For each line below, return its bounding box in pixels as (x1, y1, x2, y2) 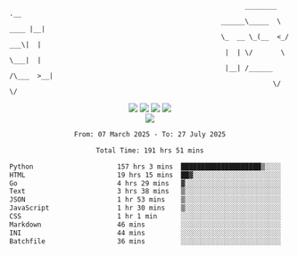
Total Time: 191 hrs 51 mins (95, 145, 204, 155)
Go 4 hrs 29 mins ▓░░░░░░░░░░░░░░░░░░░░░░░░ (9, 178, 281, 188)
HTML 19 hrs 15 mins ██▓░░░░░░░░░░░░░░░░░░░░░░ (9, 170, 281, 179)
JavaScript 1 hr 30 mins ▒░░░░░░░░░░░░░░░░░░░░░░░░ (9, 203, 281, 213)
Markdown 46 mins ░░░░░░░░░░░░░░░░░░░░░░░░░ (9, 220, 281, 229)
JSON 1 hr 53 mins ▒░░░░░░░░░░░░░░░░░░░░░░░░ (9, 195, 281, 204)
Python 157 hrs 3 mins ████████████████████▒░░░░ (9, 162, 281, 171)
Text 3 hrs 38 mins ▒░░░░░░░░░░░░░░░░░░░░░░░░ (9, 187, 281, 196)
